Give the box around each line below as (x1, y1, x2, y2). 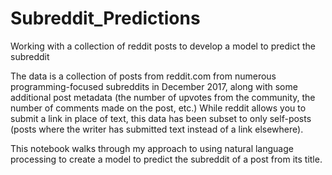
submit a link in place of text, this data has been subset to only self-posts (10, 112, 312, 124)
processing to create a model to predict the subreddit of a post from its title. (10, 153, 323, 165)
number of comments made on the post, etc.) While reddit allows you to (10, 102, 307, 114)
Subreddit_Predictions (10, 7, 201, 30)
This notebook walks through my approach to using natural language (10, 142, 294, 154)
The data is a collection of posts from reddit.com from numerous (10, 70, 277, 82)
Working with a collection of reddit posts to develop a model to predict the (10, 40, 316, 52)
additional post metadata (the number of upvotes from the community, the (10, 91, 316, 103)
